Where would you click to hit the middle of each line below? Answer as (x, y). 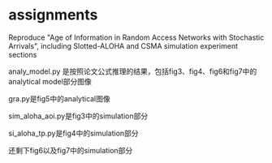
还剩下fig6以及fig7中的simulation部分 (71, 150)
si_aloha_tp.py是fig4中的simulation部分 (74, 133)
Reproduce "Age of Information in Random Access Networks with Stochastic (136, 37)
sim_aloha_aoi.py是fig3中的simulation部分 (78, 116)
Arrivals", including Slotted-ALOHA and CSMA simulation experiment (123, 45)
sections (23, 54)
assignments (53, 15)
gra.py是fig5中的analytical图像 (60, 98)
